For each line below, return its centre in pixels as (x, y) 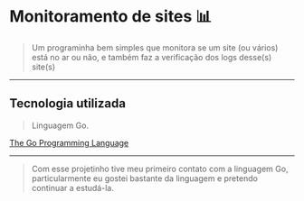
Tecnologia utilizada (68, 104)
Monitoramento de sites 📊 (111, 17)
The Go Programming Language (69, 142)
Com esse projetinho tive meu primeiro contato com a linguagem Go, (160, 169)
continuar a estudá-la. (73, 187)
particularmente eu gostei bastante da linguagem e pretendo (144, 178)
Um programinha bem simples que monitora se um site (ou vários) (155, 47)
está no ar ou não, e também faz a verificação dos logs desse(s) (152, 57)
